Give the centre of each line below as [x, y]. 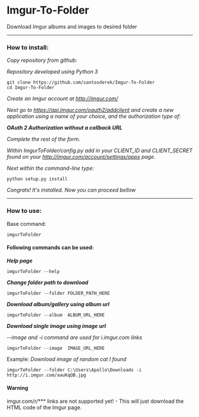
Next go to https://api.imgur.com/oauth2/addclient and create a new [90, 110]
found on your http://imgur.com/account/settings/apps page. [81, 157]
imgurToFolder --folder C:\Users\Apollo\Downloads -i [74, 370]
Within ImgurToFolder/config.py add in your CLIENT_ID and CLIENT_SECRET [99, 150]
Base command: [27, 224]
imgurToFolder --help [33, 271]
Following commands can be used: [50, 248]
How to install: [28, 47]
